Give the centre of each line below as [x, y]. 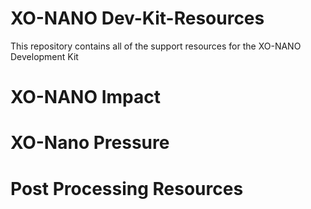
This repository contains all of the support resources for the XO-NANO [156, 46]
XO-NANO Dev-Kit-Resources [137, 18]
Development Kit [44, 56]
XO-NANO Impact [85, 97]
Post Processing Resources [127, 188]
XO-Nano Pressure [90, 143]
